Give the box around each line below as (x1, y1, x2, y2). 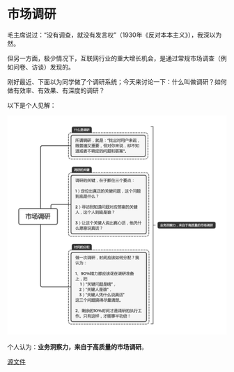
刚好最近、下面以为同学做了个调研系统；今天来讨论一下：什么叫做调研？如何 (7, 77, 227, 86)
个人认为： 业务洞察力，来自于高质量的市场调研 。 (7, 343, 148, 351)
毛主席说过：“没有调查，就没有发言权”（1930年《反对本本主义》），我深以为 (7, 31, 222, 39)
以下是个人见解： (7, 101, 56, 109)
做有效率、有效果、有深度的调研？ (7, 86, 105, 95)
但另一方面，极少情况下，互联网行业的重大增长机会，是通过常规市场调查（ (7, 54, 221, 63)
